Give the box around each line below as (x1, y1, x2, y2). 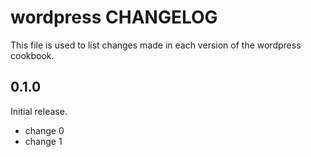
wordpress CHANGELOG (10, 6, 218, 29)
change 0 (24, 124, 65, 136)
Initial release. (10, 105, 68, 117)
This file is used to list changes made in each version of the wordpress (10, 39, 302, 51)
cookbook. (10, 49, 55, 61)
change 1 (24, 135, 63, 147)
